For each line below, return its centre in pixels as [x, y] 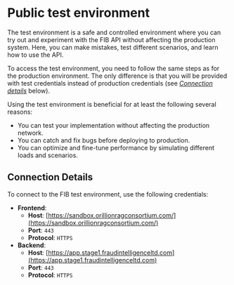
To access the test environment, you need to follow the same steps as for [113, 68]
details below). [29, 91]
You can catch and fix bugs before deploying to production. [104, 140]
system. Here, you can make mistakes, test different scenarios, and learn [113, 47]
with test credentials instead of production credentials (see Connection [110, 83]
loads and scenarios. [48, 155]
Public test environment [78, 13]
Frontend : [32, 208]
